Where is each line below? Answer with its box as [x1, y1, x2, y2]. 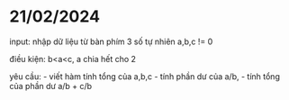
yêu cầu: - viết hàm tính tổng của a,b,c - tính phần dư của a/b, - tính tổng [9, 70, 281, 82]
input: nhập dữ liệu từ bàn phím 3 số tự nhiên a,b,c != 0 [9, 36, 213, 47]
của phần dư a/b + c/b [9, 80, 93, 91]
